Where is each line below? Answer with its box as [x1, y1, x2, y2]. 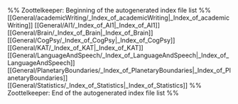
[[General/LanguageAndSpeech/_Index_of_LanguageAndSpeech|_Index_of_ [7, 51, 229, 59]
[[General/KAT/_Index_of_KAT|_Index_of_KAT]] [7, 44, 144, 52]
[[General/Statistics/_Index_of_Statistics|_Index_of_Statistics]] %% [7, 81, 202, 89]
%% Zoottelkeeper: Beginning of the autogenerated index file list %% [7, 6, 212, 14]
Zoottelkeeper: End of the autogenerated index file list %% [7, 88, 179, 97]
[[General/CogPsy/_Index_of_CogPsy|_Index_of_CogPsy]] [7, 36, 175, 45]
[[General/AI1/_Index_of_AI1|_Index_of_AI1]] [34, 21, 161, 29]
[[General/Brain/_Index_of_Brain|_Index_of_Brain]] [7, 28, 153, 37]
